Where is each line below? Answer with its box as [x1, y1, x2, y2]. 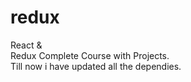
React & [10, 39, 43, 51]
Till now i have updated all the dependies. [10, 60, 182, 72]
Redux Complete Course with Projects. [10, 49, 170, 61]
